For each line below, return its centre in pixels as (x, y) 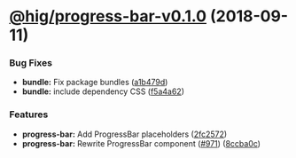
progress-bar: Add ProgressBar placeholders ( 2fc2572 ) (125, 134)
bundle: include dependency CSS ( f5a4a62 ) (103, 91)
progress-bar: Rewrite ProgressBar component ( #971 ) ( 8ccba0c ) (141, 143)
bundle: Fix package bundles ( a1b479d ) (95, 83)
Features (29, 115)
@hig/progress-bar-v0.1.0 (108, 16)
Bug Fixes (31, 63)
